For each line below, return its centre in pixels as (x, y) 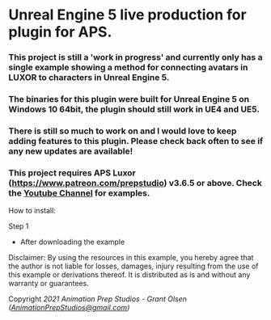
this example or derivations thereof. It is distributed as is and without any (129, 275)
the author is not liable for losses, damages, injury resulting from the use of (133, 266)
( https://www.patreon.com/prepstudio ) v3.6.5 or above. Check (135, 183)
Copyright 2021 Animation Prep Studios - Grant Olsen (98, 299)
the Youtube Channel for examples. (79, 193)
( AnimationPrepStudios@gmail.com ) (69, 308)
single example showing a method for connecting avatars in (128, 68)
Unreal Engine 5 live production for (127, 15)
